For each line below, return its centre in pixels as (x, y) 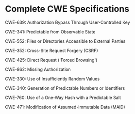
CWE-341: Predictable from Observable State (50, 32)
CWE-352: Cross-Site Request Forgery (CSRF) (51, 50)
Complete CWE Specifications (67, 9)
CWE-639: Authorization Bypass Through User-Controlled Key (67, 22)
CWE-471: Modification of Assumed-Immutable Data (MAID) (65, 107)
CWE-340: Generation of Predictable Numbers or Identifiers (65, 88)
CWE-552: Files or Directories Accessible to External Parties (65, 41)
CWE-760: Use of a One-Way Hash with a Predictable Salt (63, 98)
